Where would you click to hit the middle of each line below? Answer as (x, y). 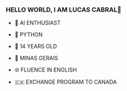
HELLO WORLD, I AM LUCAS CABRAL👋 (64, 10)
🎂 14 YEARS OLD (36, 46)
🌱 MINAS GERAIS (36, 58)
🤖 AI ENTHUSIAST (38, 23)
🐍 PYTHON (29, 35)
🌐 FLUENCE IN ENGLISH (45, 70)
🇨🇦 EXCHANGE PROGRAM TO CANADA (66, 82)
